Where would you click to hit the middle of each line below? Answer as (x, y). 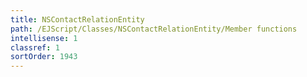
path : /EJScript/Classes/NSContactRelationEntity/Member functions (154, 29)
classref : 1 (35, 47)
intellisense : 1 (44, 38)
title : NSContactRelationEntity (77, 19)
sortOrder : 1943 (44, 57)
